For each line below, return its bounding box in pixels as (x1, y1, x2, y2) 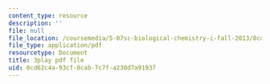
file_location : (8, 34, 59, 42)
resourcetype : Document (8, 49, 88, 57)
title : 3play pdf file (8, 57, 84, 65)
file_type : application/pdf (8, 42, 103, 50)
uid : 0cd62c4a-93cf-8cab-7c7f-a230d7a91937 (8, 64, 157, 72)
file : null (8, 26, 45, 34)
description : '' (8, 19, 63, 27)
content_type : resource (8, 11, 88, 20)
